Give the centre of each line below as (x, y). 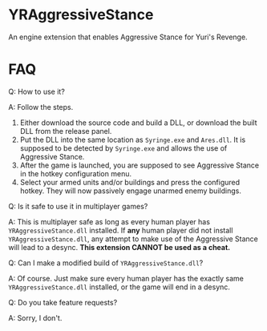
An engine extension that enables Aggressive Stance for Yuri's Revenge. (128, 37)
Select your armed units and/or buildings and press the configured (130, 182)
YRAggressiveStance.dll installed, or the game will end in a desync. (119, 287)
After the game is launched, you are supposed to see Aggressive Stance (139, 165)
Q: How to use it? (37, 91)
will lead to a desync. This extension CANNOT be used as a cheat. (119, 247)
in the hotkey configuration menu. (76, 173)
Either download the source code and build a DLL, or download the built (138, 123)
